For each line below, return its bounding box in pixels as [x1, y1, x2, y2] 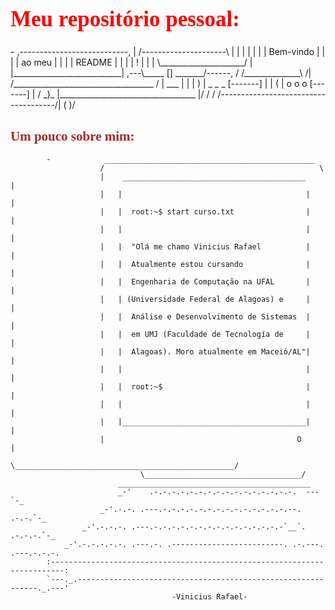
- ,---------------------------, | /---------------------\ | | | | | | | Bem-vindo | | [10, 46, 326, 58]
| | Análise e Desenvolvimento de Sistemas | [99, 312, 311, 322]
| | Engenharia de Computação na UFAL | [99, 277, 311, 287]
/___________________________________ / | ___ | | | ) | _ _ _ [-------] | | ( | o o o [10, 78, 308, 90]
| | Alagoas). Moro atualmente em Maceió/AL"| [99, 347, 311, 357]
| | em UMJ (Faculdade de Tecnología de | [99, 330, 311, 340]
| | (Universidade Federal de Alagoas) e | [99, 295, 311, 305]
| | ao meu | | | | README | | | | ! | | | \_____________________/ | [10, 56, 253, 69]
